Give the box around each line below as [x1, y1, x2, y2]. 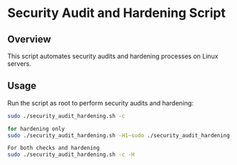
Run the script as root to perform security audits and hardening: [7, 98, 194, 107]
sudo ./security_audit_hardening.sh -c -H [7, 151, 135, 159]
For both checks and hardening [7, 144, 100, 152]
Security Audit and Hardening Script [7, 5, 226, 21]
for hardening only [7, 125, 65, 132]
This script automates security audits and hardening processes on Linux [7, 52, 219, 60]
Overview [7, 33, 52, 45]
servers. [7, 59, 32, 68]
